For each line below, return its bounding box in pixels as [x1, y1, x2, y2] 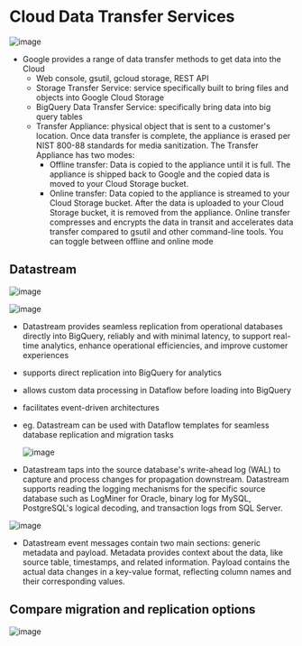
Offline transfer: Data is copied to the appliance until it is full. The [49, 159, 291, 170]
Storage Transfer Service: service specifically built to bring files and [35, 82, 289, 93]
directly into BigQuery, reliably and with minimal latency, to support [22, 330, 272, 341]
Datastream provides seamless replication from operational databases [22, 320, 284, 331]
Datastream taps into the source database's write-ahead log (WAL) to [22, 464, 281, 475]
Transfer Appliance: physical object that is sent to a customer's [35, 120, 270, 132]
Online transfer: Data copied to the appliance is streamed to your [49, 188, 290, 198]
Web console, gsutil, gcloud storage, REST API [35, 72, 209, 83]
